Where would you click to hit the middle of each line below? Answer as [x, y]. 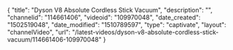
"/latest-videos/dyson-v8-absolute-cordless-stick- [146, 32]
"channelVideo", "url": [39, 32]
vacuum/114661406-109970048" [55, 40]
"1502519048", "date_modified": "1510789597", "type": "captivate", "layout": [117, 25]
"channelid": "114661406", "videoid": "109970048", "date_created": [104, 17]
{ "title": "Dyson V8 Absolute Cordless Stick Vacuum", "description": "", [110, 10]
